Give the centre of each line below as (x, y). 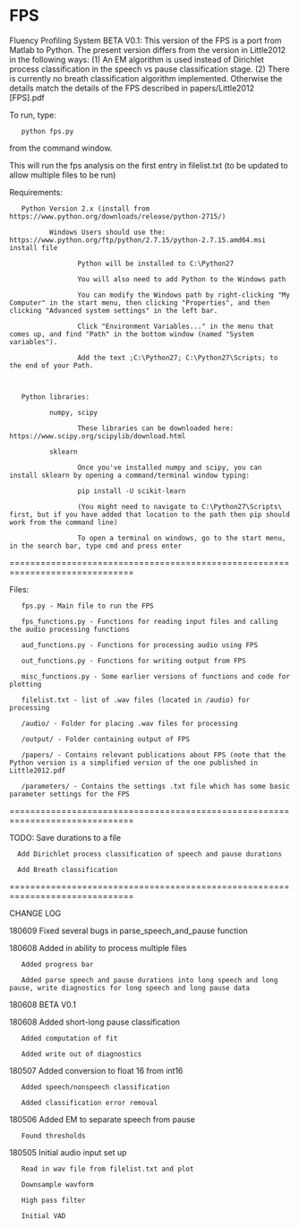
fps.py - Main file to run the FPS (87, 606)
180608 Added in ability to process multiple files (98, 947)
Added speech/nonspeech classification (95, 1087)
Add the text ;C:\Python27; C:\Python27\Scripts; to (178, 358)
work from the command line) (64, 522)
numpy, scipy (73, 412)
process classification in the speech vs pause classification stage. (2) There (149, 69)
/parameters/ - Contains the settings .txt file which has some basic (156, 786)
